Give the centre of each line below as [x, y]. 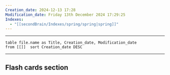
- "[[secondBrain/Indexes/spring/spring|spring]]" [64, 24]
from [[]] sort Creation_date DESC [44, 47]
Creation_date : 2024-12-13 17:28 [40, 10]
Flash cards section [37, 67]
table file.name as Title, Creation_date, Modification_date [71, 43]
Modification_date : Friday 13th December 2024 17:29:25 [65, 15]
